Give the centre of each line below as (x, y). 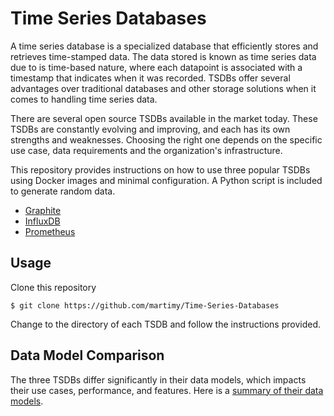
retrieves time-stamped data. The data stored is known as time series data (163, 56)
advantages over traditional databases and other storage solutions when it (163, 88)
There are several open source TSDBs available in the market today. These (164, 118)
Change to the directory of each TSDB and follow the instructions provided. (166, 324)
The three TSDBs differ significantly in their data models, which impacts (158, 379)
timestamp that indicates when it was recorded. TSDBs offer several (150, 78)
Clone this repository (53, 287)
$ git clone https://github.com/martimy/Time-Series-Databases (145, 305)
